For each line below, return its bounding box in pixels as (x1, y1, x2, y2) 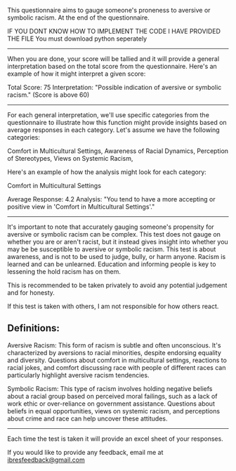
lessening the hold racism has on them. (7, 267, 121, 276)
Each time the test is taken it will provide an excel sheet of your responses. (7, 434, 223, 443)
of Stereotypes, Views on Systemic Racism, (7, 154, 133, 162)
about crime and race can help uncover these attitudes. (7, 414, 168, 423)
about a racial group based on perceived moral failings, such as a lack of (7, 392, 218, 400)
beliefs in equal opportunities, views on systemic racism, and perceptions (7, 406, 220, 415)
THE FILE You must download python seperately (7, 34, 147, 43)
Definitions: (7, 322, 60, 334)
